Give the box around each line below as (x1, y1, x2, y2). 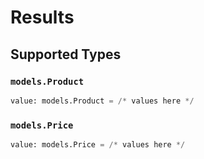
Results (10, 6, 75, 29)
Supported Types (10, 46, 122, 63)
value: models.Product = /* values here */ (10, 96, 195, 106)
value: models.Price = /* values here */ (10, 140, 186, 150)
